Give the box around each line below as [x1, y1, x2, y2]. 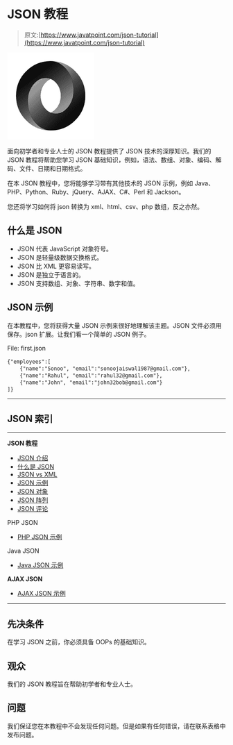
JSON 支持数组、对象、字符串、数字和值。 [17, 279, 139, 287]
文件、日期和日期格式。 [19, 164, 87, 172]
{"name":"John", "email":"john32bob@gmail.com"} [19, 379, 163, 386]
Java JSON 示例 [17, 561, 64, 569]
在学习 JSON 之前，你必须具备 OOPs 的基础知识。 [7, 638, 150, 646]
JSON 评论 [17, 505, 49, 513]
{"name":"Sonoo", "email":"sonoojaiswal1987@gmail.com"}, [19, 365, 191, 372]
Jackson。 [154, 187, 185, 196]
